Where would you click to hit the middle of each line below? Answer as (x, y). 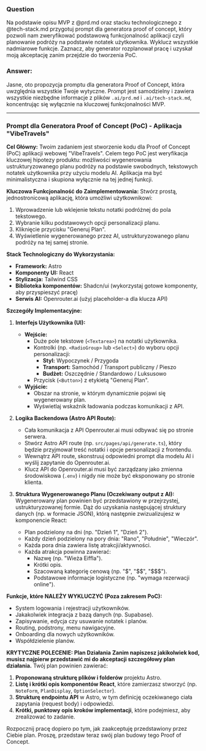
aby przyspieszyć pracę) (47, 292)
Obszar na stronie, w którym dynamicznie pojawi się (100, 393)
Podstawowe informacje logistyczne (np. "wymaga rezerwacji (112, 578)
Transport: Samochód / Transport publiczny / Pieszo (109, 367)
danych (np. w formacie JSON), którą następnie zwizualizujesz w (97, 513)
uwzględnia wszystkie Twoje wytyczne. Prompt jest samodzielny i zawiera (100, 91)
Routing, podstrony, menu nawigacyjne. (65, 628)
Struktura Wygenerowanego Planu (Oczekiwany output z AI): (95, 494)
